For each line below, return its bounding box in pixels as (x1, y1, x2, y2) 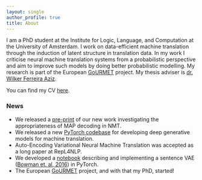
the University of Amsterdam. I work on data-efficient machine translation (6, 43, 189, 50)
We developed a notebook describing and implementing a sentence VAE (14, 154, 195, 161)
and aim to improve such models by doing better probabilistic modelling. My (6, 62, 195, 69)
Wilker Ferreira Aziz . (6, 75, 57, 82)
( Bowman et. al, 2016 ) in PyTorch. (14, 161, 99, 168)
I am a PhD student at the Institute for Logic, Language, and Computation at (6, 37, 194, 44)
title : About (6, 20, 39, 26)
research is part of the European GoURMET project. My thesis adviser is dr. (6, 69, 194, 76)
